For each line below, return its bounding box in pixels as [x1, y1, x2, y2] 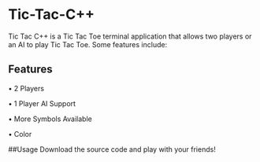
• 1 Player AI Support [8, 98, 76, 108]
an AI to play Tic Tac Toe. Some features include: [8, 39, 168, 49]
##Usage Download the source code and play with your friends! [8, 144, 217, 154]
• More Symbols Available [8, 114, 92, 123]
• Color [8, 129, 32, 138]
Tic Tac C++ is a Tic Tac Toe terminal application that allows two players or [8, 31, 252, 41]
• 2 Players [8, 83, 45, 93]
